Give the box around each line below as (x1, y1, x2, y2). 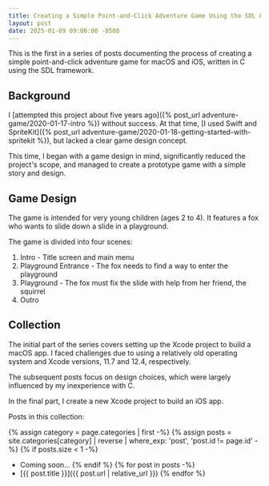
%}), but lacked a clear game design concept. (36, 136, 188, 145)
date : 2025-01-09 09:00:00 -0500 (8, 26, 120, 34)
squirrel (19, 286, 46, 296)
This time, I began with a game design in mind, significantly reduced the (8, 152, 246, 161)
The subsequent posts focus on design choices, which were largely (8, 372, 231, 382)
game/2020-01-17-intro (8, 119, 86, 128)
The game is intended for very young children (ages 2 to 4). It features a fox (8, 213, 259, 222)
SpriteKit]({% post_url (8, 128, 80, 137)
